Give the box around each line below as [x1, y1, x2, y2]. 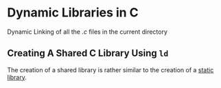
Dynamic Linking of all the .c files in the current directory [7, 27, 168, 36]
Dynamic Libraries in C [7, 5, 139, 21]
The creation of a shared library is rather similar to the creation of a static [7, 65, 214, 74]
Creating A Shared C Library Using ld [7, 47, 169, 59]
